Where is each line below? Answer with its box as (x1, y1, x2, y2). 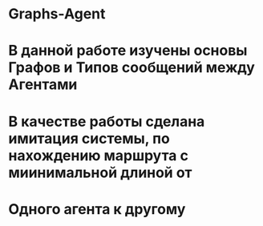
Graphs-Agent (8, 5, 106, 23)
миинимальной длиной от (8, 163, 192, 181)
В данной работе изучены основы (8, 42, 248, 60)
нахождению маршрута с (8, 146, 188, 164)
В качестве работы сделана (8, 112, 205, 131)
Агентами (8, 75, 78, 94)
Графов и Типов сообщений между (8, 59, 255, 77)
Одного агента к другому (8, 200, 186, 218)
